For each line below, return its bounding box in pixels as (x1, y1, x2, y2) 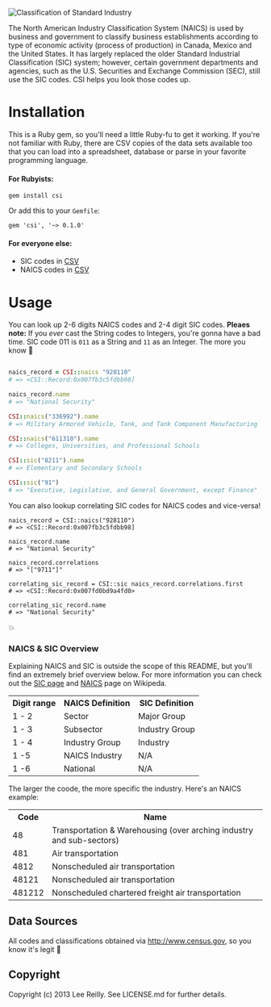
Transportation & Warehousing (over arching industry (52, 825, 254, 836)
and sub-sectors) (52, 835, 119, 846)
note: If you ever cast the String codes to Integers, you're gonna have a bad (8, 328, 261, 338)
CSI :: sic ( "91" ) (8, 478, 60, 487)
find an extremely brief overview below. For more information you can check (8, 670, 262, 679)
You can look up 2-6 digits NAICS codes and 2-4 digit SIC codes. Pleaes (8, 320, 250, 330)
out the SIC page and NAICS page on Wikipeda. (8, 679, 167, 688)
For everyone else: (8, 238, 73, 248)
